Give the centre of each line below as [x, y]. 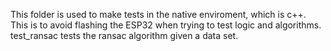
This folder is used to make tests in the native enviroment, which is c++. [158, 14]
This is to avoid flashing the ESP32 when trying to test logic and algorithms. [166, 25]
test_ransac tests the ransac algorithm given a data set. [124, 35]
